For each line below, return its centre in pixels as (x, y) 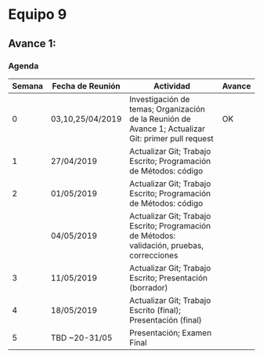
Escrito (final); (155, 310)
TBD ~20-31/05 (81, 338)
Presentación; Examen (170, 333)
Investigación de (159, 99)
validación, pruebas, (166, 245)
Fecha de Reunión (86, 86)
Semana (28, 86)
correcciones (153, 255)
